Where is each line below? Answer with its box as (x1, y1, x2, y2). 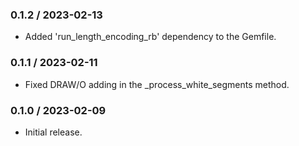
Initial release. (24, 126, 83, 138)
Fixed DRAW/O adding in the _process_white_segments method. (24, 78, 290, 90)
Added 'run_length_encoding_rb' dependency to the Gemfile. (24, 31, 277, 43)
